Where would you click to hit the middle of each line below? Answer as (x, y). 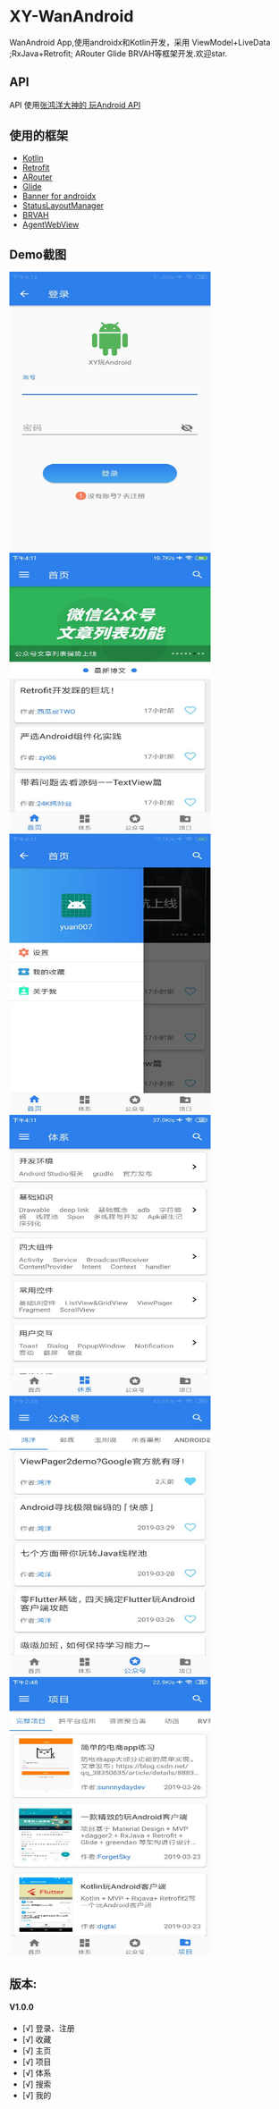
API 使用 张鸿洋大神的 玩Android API (75, 105)
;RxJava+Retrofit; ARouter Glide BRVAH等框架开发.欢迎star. (118, 53)
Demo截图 (38, 254)
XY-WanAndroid (72, 17)
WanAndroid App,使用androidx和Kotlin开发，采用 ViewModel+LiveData (140, 42)
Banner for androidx (59, 196)
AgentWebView (51, 224)
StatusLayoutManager (63, 205)
